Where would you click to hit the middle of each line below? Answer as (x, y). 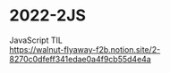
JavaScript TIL (36, 40)
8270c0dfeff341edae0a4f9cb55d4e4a (81, 59)
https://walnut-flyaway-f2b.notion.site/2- (85, 49)
